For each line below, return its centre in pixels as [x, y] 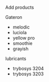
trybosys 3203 [28, 74]
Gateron [14, 17]
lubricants [16, 59]
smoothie [22, 43]
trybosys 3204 [28, 69]
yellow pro [23, 38]
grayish [21, 49]
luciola [20, 32]
